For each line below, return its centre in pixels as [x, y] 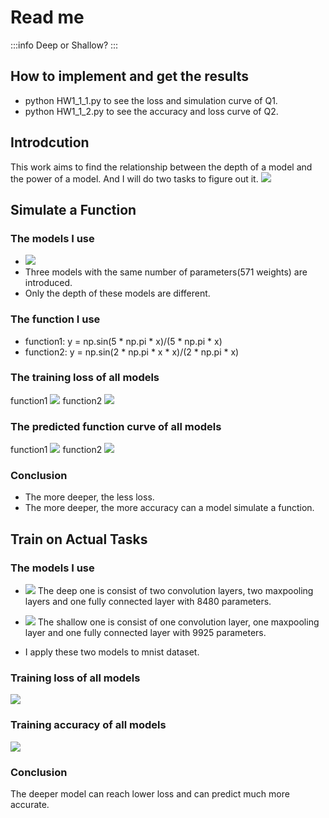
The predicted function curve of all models [116, 426]
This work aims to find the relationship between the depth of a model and [161, 167]
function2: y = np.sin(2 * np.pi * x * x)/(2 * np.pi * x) [132, 352]
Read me [47, 17]
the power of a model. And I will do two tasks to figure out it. [134, 178]
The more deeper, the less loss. [89, 497]
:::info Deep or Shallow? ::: [64, 45]
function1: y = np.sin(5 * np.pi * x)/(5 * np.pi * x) [123, 341]
